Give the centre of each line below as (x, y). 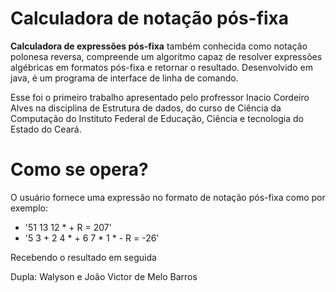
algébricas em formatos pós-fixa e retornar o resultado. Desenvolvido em (161, 67)
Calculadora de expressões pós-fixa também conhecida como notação (159, 46)
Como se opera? (79, 169)
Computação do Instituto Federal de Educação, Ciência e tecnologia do (157, 118)
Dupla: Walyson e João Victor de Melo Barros (104, 276)
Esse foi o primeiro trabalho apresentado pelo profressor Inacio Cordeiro (160, 97)
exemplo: (29, 208)
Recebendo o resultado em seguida (83, 257)
